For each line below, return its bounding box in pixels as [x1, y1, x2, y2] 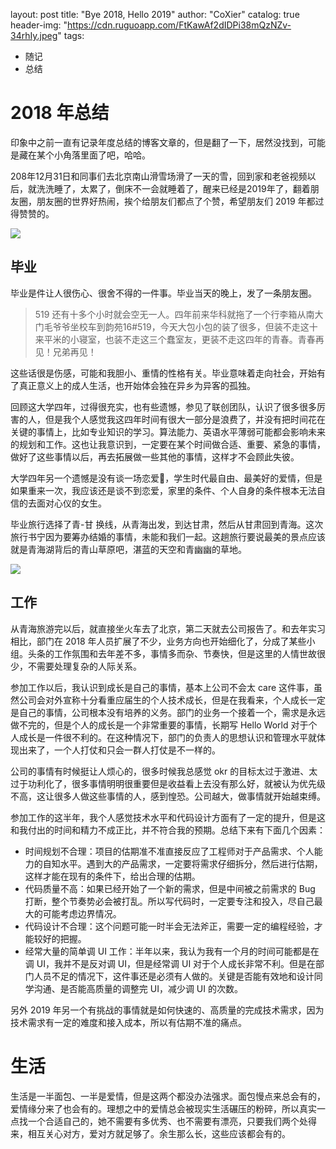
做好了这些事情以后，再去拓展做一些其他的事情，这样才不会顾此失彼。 [10, 450, 300, 463]
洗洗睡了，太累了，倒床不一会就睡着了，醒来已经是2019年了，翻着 [36, 182, 311, 194]
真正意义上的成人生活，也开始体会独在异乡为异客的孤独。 [18, 379, 256, 391]
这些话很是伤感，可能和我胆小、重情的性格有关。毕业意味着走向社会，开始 [10, 367, 317, 379]
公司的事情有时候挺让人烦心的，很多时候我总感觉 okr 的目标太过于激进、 [10, 765, 310, 777]
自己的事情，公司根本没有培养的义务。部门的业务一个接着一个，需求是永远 [18, 706, 326, 718]
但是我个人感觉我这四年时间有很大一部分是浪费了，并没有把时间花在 [44, 413, 326, 425]
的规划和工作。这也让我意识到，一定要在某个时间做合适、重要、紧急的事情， [10, 438, 326, 450]
